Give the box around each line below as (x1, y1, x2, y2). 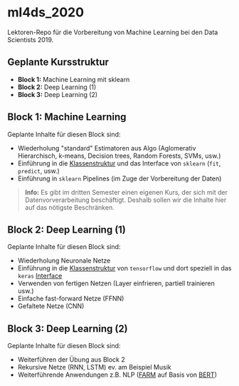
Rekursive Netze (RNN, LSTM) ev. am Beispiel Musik (17, 363, 172, 372)
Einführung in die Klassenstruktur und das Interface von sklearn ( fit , (17, 158, 221, 168)
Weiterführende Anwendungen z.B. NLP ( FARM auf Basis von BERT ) (17, 370, 217, 379)
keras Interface (17, 272, 63, 280)
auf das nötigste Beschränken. (24, 203, 115, 211)
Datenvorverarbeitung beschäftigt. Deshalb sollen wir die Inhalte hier (24, 195, 227, 204)
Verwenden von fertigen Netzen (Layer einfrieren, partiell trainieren (17, 279, 215, 288)
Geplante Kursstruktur (7, 56, 109, 68)
